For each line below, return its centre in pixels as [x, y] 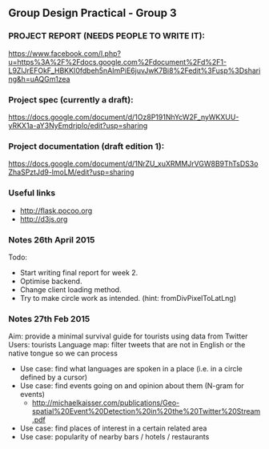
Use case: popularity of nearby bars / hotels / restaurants [114, 437]
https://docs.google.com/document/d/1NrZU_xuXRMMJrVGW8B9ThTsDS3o [133, 164]
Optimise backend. [51, 281]
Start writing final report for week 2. [79, 272]
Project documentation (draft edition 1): [86, 146]
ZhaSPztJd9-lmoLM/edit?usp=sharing [71, 172]
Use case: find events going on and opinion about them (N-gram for [132, 386]
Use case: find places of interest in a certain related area [113, 428]
